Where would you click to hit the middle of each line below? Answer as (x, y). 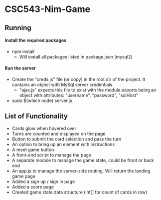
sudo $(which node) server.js (42, 100)
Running (18, 28)
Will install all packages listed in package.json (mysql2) (76, 56)
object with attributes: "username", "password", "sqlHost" (79, 95)
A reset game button (33, 149)
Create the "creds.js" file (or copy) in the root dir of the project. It (79, 79)
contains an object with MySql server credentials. (63, 84)
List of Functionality (36, 116)
